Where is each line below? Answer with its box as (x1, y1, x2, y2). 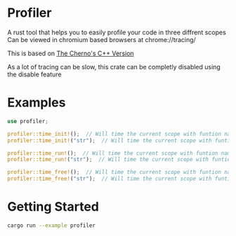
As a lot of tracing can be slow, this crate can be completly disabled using (7, 62, 221, 71)
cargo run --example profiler (7, 222, 96, 229)
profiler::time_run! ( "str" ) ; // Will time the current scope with (7, 156, 209, 163)
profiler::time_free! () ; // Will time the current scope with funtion (7, 169, 221, 176)
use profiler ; (7, 118, 49, 125)
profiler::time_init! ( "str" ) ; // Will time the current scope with (7, 137, 212, 144)
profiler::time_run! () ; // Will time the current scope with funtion (7, 149, 218, 157)
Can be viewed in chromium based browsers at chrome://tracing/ (7, 35, 197, 43)
